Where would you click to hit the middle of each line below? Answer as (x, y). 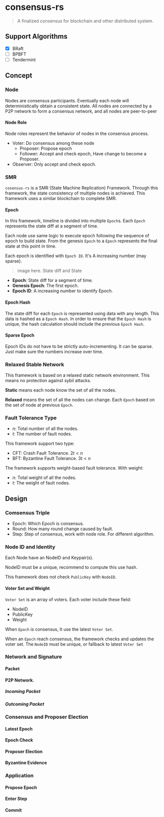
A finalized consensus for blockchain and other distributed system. (85, 21)
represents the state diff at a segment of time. (52, 226)
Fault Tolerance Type (31, 417)
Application (19, 776)
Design (16, 499)
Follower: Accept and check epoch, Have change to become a (83, 153)
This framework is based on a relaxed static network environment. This (77, 375)
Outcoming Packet (25, 704)
